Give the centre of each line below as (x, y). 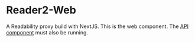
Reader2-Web (41, 10)
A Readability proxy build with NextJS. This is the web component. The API (97, 26)
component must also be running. (47, 32)
